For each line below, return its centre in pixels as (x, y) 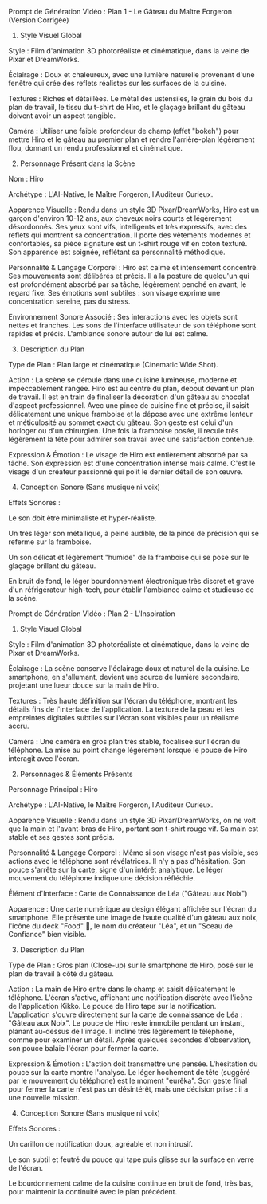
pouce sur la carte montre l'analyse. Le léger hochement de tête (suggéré (130, 1072)
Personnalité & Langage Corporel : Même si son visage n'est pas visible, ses (133, 853)
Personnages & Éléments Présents (76, 774)
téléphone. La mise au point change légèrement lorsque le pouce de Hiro (128, 750)
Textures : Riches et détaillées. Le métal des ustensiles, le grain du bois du (130, 98)
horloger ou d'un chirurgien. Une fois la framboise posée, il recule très (124, 431)
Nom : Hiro (26, 179)
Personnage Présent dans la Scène (77, 163)
